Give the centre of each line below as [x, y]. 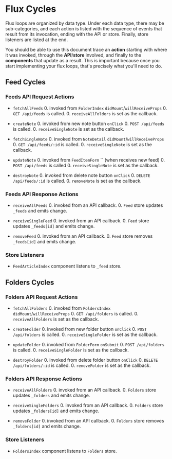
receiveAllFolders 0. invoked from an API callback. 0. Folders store [84, 390]
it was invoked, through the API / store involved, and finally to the [73, 55]
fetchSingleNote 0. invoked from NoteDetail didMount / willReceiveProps [88, 139]
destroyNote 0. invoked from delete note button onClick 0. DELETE [81, 175]
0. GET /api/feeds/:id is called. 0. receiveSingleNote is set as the [82, 144]
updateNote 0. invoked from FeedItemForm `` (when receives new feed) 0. [89, 160]
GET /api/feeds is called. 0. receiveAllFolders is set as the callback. [85, 113]
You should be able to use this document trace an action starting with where [86, 49]
